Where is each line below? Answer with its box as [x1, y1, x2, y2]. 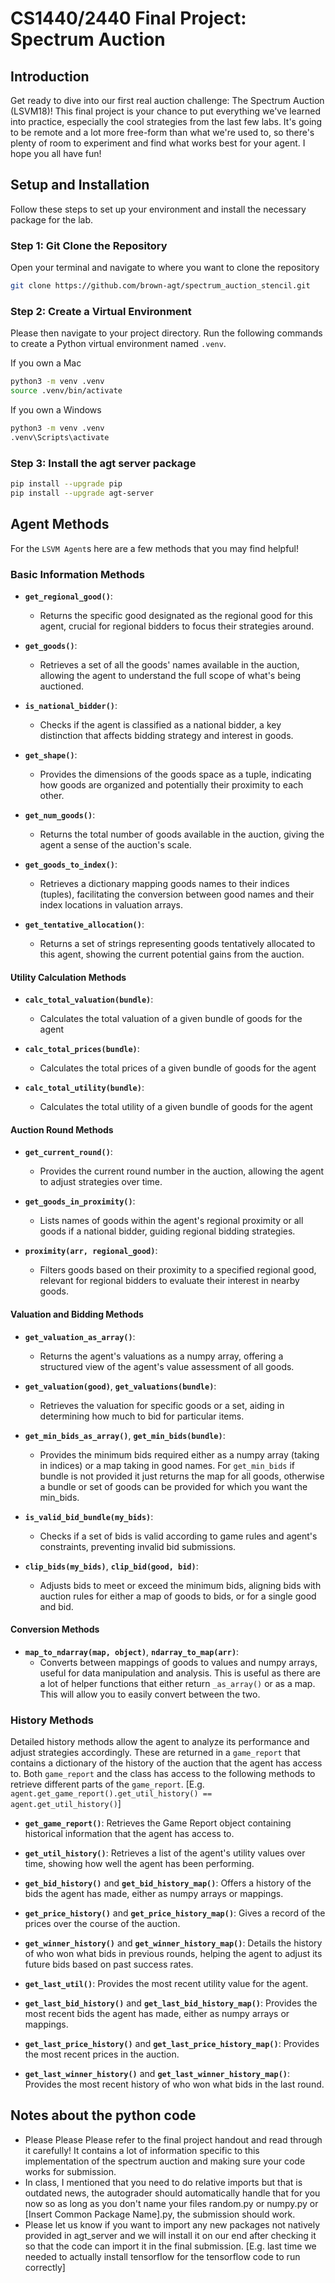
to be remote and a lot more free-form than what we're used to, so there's [10, 127, 315, 138]
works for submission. [24, 2165, 117, 2177]
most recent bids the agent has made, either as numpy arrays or [24, 2008, 290, 2020]
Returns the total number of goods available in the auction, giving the [39, 828, 325, 840]
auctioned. [39, 680, 85, 692]
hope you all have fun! [10, 148, 102, 159]
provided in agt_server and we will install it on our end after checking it [24, 2229, 317, 2241]
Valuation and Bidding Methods [10, 1308, 144, 1320]
